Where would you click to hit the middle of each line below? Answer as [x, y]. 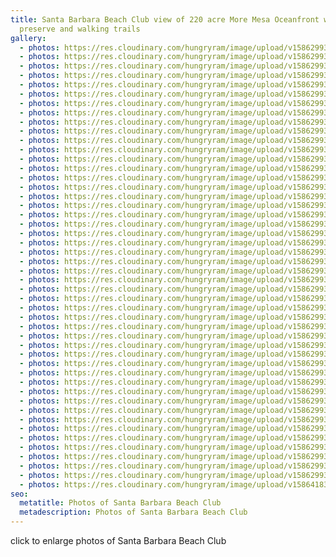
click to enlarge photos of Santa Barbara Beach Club [118, 540]
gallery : [28, 38]
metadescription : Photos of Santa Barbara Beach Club [133, 512]
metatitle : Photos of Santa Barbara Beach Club [120, 503]
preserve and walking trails [80, 29]
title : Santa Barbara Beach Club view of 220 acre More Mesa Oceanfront [165, 19]
